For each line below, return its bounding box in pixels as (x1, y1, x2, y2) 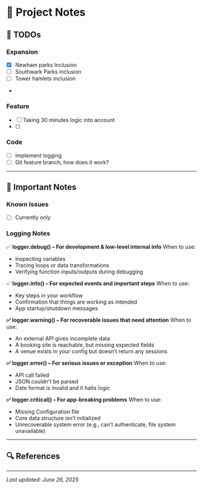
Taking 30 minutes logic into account (22, 117, 115, 124)
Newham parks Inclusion (14, 61, 77, 68)
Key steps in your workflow (14, 292, 83, 299)
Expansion (6, 48, 38, 56)
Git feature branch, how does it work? (14, 158, 109, 165)
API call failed (14, 371, 50, 379)
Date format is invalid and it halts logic (14, 384, 111, 391)
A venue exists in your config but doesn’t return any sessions (14, 347, 168, 355)
